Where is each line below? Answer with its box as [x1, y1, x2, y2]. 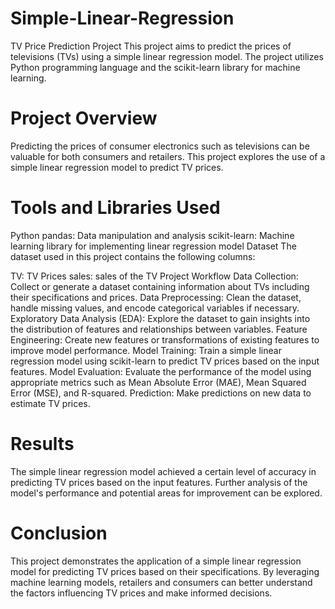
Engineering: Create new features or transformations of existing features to [10, 333, 320, 346]
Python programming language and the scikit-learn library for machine [10, 61, 301, 73]
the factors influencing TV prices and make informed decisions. [10, 587, 273, 599]
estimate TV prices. [10, 397, 91, 409]
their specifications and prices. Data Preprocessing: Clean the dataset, [10, 291, 302, 303]
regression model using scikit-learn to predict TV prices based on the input [10, 355, 320, 367]
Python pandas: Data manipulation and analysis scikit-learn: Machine [10, 229, 295, 241]
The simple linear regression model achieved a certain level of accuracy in [10, 465, 317, 477]
